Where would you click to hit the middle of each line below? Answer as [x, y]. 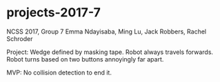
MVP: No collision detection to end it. [59, 72]
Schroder [20, 38]
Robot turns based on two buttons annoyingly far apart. [85, 59]
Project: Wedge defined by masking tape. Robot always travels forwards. [110, 52]
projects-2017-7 [53, 13]
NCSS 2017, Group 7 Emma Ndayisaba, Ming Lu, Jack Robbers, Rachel [107, 31]
